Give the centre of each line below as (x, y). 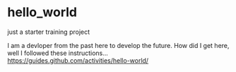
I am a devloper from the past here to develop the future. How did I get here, (118, 45)
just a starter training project (49, 32)
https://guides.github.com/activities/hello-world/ (78, 60)
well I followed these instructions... (58, 53)
